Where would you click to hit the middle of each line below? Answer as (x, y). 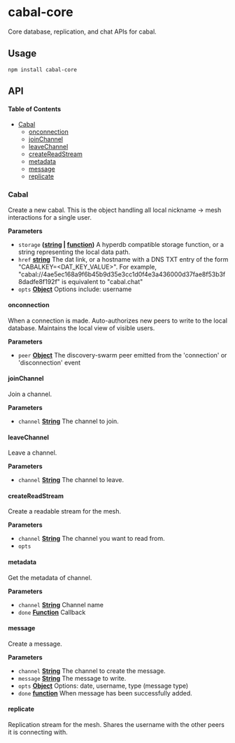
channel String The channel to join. (69, 421)
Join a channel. (30, 394)
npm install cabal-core (43, 70)
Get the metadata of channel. (50, 577)
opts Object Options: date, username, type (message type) (103, 686)
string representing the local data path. (74, 252)
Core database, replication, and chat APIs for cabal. (82, 31)
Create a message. (35, 644)
